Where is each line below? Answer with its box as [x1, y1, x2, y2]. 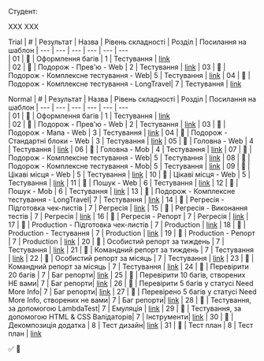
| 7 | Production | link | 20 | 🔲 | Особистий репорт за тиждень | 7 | [8, 236, 225, 246]
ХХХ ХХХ [8, 22, 39, 31]
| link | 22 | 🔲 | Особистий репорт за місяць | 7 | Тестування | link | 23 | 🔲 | [8, 254, 255, 262]
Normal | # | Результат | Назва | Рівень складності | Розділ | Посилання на [8, 95, 257, 103]
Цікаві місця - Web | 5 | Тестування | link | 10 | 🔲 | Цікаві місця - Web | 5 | [8, 169, 251, 179]
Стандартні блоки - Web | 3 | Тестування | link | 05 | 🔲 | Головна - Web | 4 [8, 136, 255, 145]
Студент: [8, 7, 38, 16]
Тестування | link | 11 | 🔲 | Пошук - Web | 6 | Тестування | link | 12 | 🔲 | [8, 178, 239, 188]
